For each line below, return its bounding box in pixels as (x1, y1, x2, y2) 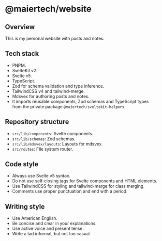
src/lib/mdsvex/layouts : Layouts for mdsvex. (12, 141, 103, 146)
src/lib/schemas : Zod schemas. (12, 136, 76, 142)
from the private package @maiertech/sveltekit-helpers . (12, 103, 126, 110)
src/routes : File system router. (12, 146, 74, 152)
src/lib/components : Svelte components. (12, 130, 93, 136)
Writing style (5, 202, 45, 210)
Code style (5, 160, 39, 168)
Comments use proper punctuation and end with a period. (12, 188, 128, 194)
